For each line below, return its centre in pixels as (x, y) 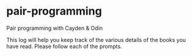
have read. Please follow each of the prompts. (64, 46)
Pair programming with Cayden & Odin (54, 28)
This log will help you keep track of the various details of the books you (96, 40)
